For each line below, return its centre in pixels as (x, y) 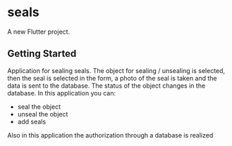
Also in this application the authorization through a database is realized (110, 135)
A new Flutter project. (39, 32)
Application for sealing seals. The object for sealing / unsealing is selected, (116, 70)
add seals (32, 121)
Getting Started (42, 54)
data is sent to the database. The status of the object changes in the (106, 86)
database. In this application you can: (62, 93)
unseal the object (43, 114)
